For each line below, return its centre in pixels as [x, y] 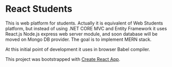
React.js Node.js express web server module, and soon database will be [81, 34]
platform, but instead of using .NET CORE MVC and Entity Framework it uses [86, 28]
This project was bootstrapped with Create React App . [63, 59]
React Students [39, 9]
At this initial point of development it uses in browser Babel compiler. [78, 49]
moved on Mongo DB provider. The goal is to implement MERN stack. [79, 39]
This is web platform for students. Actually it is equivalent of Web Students [84, 23]
